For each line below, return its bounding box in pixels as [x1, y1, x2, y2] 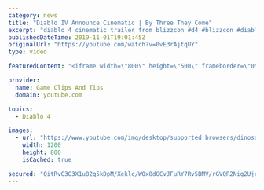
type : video [8, 48, 47, 56]
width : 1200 [22, 141, 61, 149]
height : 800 [22, 148, 61, 156]
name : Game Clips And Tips [15, 83, 104, 91]
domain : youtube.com [15, 91, 82, 99]
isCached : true [22, 155, 72, 163]
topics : [8, 105, 34, 113]
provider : [8, 76, 41, 84]
